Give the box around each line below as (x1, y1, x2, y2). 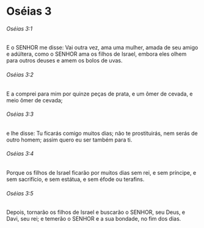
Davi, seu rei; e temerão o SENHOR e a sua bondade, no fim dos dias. (6, 215, 181, 222)
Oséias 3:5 (6, 189, 34, 197)
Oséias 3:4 (6, 150, 34, 158)
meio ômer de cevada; (6, 96, 63, 104)
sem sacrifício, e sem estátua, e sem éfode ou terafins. (6, 176, 145, 183)
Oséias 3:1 (6, 25, 32, 32)
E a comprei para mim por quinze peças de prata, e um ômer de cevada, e (6, 90, 194, 97)
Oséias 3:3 (6, 110, 34, 118)
